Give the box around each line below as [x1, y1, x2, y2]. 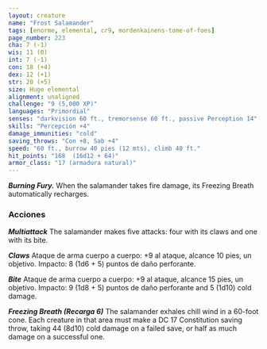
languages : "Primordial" [8, 108, 91, 116]
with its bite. [8, 236, 48, 245]
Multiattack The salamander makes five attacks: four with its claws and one [8, 227, 258, 236]
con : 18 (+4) [8, 63, 52, 71]
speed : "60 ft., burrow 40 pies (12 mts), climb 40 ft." [8, 144, 201, 152]
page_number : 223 [8, 33, 66, 42]
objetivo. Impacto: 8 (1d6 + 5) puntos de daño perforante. [8, 259, 196, 269]
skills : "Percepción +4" [8, 122, 91, 130]
